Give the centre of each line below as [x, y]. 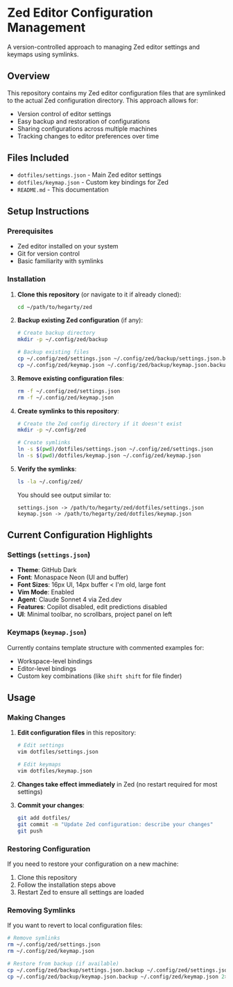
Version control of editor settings [64, 113]
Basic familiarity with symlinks [60, 261]
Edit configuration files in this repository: [77, 733]
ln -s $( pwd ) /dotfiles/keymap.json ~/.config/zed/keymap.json [109, 456]
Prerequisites [30, 231]
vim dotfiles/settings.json [58, 752]
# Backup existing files [53, 352]
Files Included [38, 158]
